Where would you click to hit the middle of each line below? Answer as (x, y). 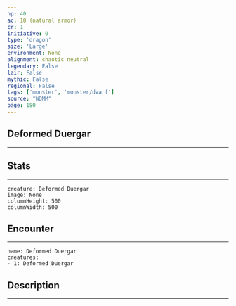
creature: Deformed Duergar (48, 189)
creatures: (23, 257)
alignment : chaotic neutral (48, 60)
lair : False (25, 72)
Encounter (31, 228)
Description (33, 285)
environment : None (34, 53)
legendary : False (33, 66)
